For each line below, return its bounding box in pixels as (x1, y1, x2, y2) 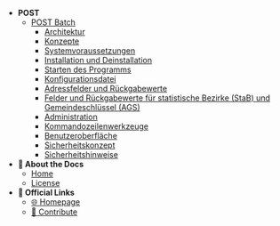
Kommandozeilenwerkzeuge (44, 121, 149, 132)
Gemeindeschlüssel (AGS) (44, 102, 140, 112)
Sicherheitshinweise (44, 149, 118, 159)
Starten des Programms (44, 64, 132, 75)
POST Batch (30, 17, 76, 28)
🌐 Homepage (30, 197, 81, 207)
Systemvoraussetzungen (44, 45, 136, 56)
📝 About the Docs (17, 159, 84, 169)
